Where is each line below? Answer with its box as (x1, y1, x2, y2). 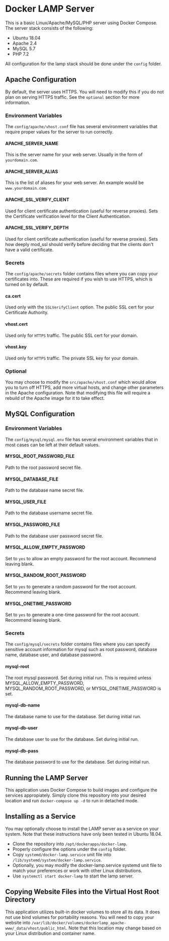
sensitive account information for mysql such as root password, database (5, 646, 157, 653)
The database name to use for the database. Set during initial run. (5, 713, 141, 719)
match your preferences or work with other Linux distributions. (12, 867, 142, 873)
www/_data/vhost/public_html (5, 926, 66, 931)
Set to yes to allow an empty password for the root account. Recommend (5, 555, 156, 561)
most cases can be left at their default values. (5, 442, 100, 448)
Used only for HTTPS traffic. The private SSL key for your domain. (5, 355, 139, 361)
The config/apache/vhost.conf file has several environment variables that (5, 124, 157, 130)
